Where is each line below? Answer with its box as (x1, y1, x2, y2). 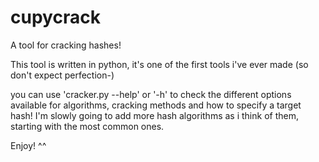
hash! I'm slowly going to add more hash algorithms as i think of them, (10, 109, 299, 121)
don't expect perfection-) (10, 69, 115, 81)
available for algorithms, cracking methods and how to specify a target (10, 99, 302, 111)
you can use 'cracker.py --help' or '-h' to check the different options (10, 88, 292, 100)
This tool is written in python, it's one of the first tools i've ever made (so (10, 58, 309, 70)
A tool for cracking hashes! (10, 39, 122, 51)
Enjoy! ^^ (10, 139, 47, 151)
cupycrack (10, 6, 101, 29)
